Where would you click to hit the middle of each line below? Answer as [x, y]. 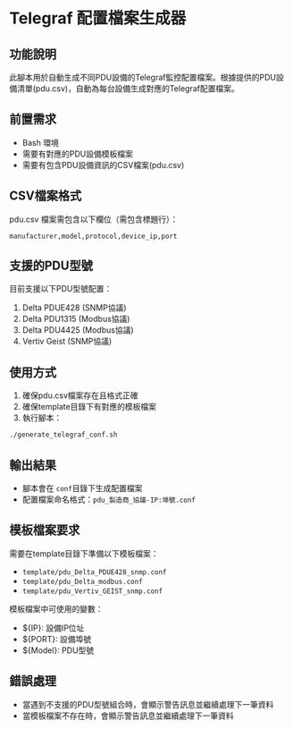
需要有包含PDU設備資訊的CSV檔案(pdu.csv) [103, 165]
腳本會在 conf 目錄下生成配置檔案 [82, 487]
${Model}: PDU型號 [58, 650]
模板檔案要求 [45, 530]
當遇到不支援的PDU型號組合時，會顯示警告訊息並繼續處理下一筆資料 [148, 704]
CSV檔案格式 [46, 196]
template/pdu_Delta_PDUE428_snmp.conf [94, 572]
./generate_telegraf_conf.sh [63, 435]
